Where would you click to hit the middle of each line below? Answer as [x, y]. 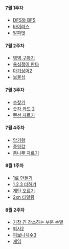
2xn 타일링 [24, 197]
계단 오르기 [24, 191]
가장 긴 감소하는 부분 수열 [38, 222]
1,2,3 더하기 [25, 184]
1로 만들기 [22, 178]
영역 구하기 [24, 58]
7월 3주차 [15, 90]
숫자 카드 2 [24, 109]
